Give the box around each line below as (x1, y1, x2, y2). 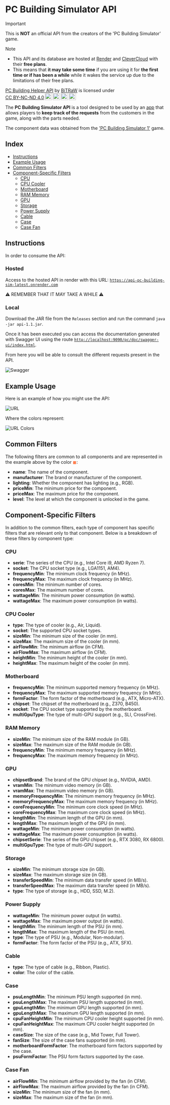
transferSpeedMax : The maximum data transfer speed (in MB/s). (12, 883, 151, 889)
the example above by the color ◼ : (5, 459, 78, 465)
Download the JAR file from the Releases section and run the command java (5, 315, 165, 322)
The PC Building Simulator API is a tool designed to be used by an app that (5, 104, 164, 110)
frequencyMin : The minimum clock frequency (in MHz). (12, 570, 131, 576)
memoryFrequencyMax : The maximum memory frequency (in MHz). (12, 799, 158, 805)
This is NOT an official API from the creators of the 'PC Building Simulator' (5, 30, 161, 36)
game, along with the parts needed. (5, 115, 80, 121)
